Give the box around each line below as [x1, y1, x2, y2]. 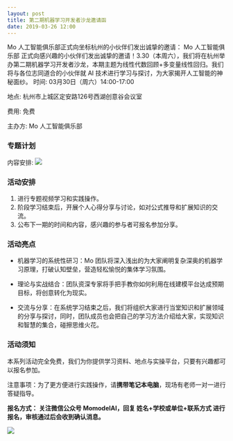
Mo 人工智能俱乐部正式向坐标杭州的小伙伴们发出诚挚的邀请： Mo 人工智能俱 [7, 43, 225, 51]
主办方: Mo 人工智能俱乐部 [7, 122, 83, 131]
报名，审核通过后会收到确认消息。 [7, 413, 105, 421]
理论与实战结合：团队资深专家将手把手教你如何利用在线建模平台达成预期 [17, 280, 224, 288]
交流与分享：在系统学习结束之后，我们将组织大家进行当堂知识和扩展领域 [17, 303, 224, 312]
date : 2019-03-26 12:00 [7, 23, 76, 30]
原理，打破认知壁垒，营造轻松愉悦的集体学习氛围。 [23, 265, 170, 274]
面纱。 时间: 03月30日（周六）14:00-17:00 [12, 78, 135, 86]
